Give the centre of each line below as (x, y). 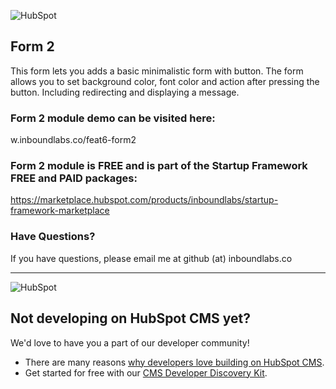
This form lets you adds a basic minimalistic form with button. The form (157, 71)
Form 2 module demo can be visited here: (113, 118)
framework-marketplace (60, 211)
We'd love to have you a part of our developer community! (130, 342)
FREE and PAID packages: (74, 178)
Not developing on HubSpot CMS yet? (130, 318)
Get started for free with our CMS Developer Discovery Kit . (146, 372)
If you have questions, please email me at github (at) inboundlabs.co (151, 258)
